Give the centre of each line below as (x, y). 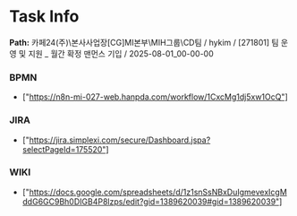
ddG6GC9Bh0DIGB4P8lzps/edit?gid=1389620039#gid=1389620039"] (152, 201)
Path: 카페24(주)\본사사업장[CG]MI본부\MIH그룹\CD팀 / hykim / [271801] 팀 (144, 42)
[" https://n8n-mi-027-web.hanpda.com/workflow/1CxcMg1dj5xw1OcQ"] (155, 97)
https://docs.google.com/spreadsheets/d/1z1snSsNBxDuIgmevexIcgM (158, 192)
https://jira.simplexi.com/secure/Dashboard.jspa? (120, 140)
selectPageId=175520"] (65, 149)
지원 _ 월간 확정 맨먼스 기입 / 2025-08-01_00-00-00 (121, 53)
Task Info (44, 17)
